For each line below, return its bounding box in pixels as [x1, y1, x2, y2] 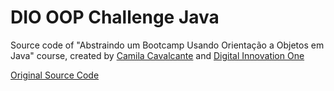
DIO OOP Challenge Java [10, 6, 220, 29]
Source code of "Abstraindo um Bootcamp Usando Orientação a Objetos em [10, 39, 325, 51]
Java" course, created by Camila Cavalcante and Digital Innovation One [10, 49, 305, 61]
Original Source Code [10, 69, 100, 81]
